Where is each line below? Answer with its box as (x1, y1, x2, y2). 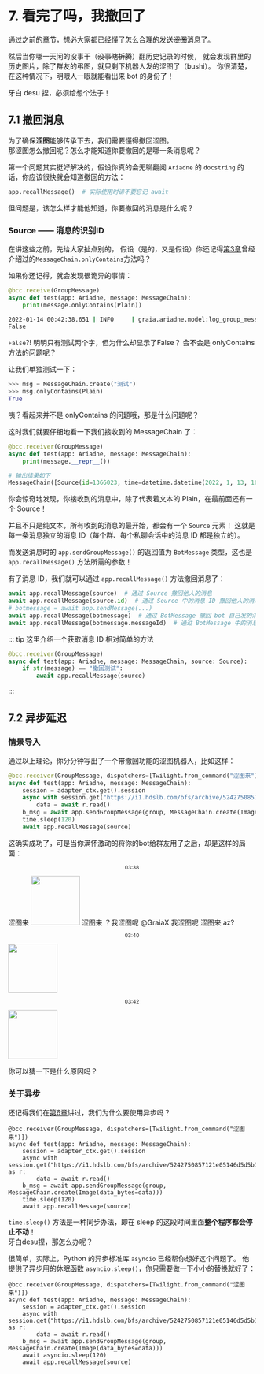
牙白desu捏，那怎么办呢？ (8, 1237, 93, 1246)
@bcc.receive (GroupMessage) (8, 286, 101, 294)
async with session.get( (22, 794, 104, 802)
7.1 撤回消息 (8, 114, 64, 127)
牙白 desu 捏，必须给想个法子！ (8, 88, 112, 97)
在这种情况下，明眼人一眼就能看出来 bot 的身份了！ (8, 71, 174, 80)
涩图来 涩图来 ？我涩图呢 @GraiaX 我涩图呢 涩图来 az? (8, 918, 235, 927)
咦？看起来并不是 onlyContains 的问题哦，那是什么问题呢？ (8, 410, 200, 419)
